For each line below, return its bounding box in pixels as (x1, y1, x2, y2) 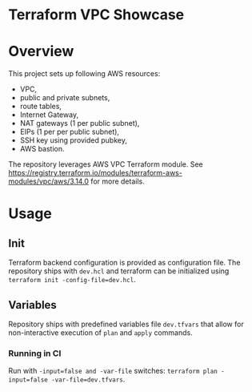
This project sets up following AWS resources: (8, 69, 161, 79)
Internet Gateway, (19, 110, 78, 119)
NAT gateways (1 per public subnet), (19, 119, 140, 128)
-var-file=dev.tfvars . (50, 374, 126, 384)
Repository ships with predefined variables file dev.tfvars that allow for (8, 319, 244, 329)
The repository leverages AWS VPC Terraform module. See (8, 160, 204, 169)
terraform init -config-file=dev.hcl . (8, 275, 136, 285)
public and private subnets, (19, 93, 110, 103)
